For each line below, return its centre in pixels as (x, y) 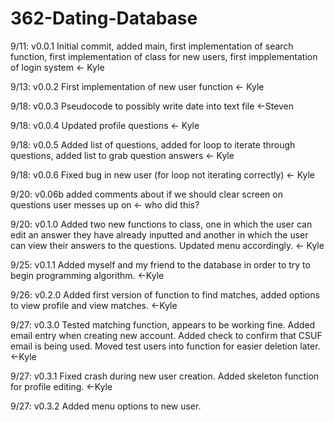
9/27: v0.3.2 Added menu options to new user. (106, 406)
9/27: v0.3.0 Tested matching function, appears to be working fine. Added (163, 324)
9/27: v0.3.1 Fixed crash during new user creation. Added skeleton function (165, 376)
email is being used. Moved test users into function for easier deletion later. (165, 346)
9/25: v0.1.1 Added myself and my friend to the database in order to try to (160, 264)
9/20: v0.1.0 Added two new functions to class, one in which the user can (161, 224)
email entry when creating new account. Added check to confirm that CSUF (166, 335)
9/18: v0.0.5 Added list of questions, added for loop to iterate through (153, 144)
